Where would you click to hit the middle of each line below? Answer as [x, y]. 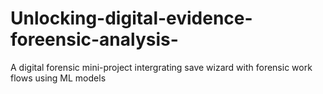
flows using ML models [58, 78]
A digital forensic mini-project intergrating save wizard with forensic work [161, 67]
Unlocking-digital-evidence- [131, 18]
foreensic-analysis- [94, 39]
